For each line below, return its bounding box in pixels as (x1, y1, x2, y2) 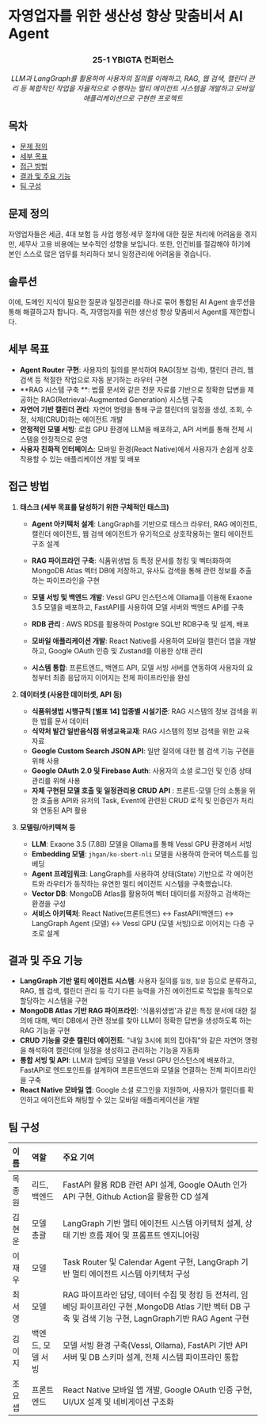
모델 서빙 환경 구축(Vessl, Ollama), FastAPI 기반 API (63, 1340, 248, 1351)
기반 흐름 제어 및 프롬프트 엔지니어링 (72, 1230, 200, 1241)
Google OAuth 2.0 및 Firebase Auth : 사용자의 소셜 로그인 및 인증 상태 (31, 766, 252, 775)
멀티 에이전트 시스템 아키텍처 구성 (72, 1269, 191, 1280)
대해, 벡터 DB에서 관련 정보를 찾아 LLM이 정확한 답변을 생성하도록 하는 (34, 1016, 253, 1025)
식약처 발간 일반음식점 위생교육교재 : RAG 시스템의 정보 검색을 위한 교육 (31, 726, 250, 736)
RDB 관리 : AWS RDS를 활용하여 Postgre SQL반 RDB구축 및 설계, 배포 (31, 619, 249, 629)
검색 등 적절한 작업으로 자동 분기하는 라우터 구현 (19, 374, 168, 385)
